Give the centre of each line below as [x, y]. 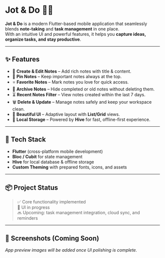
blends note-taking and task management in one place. [62, 29]
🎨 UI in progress [33, 207]
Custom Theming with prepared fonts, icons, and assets [69, 167]
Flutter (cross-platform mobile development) [57, 151]
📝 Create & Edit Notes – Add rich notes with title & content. [72, 71]
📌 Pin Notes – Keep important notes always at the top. [67, 76]
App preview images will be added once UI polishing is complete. [71, 250]
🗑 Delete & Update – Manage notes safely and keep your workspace [82, 102]
